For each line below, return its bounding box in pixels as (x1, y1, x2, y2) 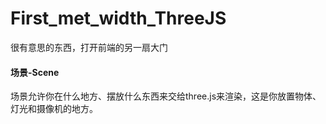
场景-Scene (10, 66, 60, 78)
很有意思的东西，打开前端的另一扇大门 (10, 41, 168, 53)
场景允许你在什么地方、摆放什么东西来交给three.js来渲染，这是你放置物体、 (10, 90, 322, 102)
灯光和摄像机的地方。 (10, 103, 98, 115)
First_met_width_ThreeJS (10, 7, 227, 30)
